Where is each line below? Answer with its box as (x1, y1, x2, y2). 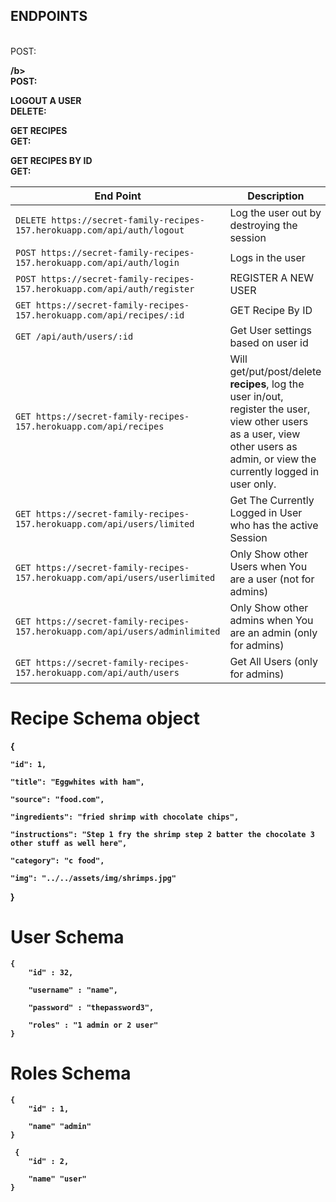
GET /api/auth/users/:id (15, 330, 134, 342)
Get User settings (229, 323, 312, 337)
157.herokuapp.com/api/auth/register (15, 283, 195, 294)
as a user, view (229, 427, 301, 441)
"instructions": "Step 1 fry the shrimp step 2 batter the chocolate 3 (10, 829, 315, 839)
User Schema (10, 925, 125, 948)
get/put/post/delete (229, 364, 322, 378)
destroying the (229, 218, 298, 232)
